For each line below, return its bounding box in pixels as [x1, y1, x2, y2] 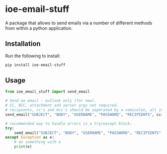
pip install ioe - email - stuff [5, 62, 66, 68]
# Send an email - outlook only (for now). [5, 98, 97, 103]
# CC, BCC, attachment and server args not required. [5, 103, 119, 108]
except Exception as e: [5, 135, 55, 140]
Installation [5, 40, 41, 48]
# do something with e [14, 140, 61, 145]
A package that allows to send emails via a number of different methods [5, 20, 153, 26]
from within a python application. [5, 25, 73, 31]
